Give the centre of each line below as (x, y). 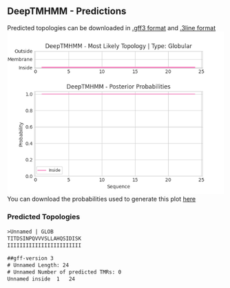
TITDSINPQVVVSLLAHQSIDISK (44, 239)
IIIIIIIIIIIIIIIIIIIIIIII (44, 246)
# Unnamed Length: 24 (38, 265)
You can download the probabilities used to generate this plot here (102, 199)
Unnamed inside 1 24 (41, 279)
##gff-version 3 (30, 258)
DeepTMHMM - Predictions (67, 11)
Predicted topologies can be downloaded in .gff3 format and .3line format (112, 27)
